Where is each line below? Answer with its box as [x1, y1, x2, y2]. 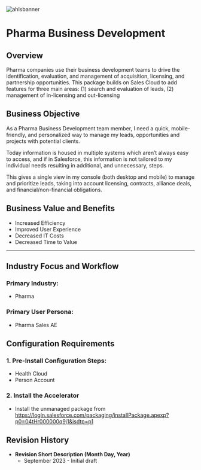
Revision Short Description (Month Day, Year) [14, 451, 130, 458]
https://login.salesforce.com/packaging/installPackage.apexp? [14, 411, 169, 419]
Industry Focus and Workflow [6, 261, 119, 271]
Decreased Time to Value [14, 238, 78, 245]
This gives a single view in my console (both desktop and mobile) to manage [6, 173, 195, 181]
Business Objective [6, 109, 80, 119]
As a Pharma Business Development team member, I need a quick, [6, 124, 170, 132]
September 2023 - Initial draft [23, 457, 98, 465]
